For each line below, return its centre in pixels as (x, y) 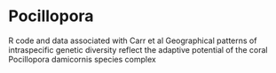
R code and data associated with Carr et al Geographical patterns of (133, 40)
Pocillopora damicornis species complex (82, 59)
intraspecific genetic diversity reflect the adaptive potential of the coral (138, 49)
